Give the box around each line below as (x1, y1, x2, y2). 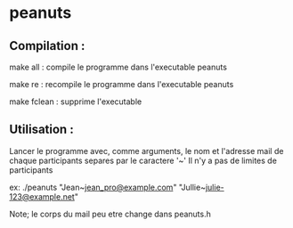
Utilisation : (9, 122, 74, 137)
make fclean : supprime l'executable (9, 96, 142, 107)
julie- (205, 182, 224, 192)
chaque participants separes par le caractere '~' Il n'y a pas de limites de (9, 155, 278, 166)
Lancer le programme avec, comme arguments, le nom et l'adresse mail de (9, 145, 284, 156)
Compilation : (9, 38, 85, 53)
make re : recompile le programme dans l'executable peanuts (9, 79, 234, 89)
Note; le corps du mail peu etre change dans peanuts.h (9, 208, 211, 219)
